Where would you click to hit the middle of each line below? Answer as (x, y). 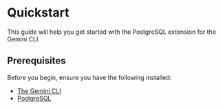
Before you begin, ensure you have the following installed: (89, 77)
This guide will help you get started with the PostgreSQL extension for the (112, 32)
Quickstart (39, 13)
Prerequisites (36, 61)
